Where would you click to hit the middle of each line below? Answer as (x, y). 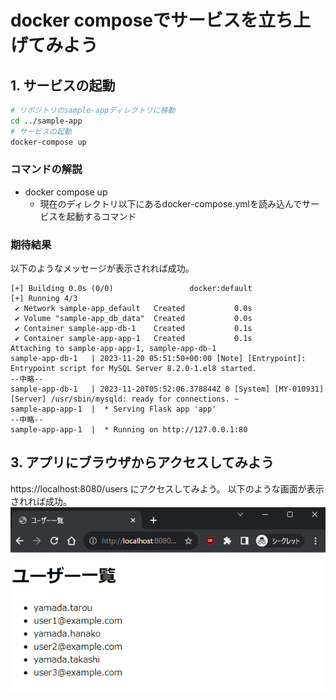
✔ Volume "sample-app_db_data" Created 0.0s (133, 319)
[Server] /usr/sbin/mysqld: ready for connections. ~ (125, 399)
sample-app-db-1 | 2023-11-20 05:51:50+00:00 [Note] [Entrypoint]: (158, 359)
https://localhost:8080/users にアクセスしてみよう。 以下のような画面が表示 (167, 488)
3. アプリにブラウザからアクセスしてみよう (142, 462)
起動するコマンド (101, 216)
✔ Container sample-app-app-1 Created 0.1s (133, 339)
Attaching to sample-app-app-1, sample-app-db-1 (113, 349)
